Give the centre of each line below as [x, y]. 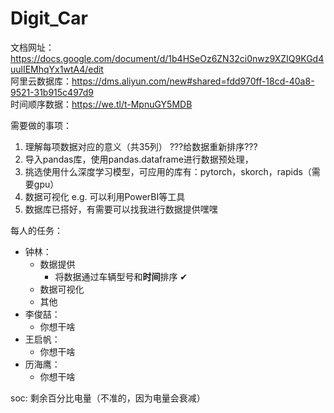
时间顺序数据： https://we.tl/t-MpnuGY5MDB [101, 104]
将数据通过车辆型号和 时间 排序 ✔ [121, 276]
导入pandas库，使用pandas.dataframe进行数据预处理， [139, 159]
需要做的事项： [41, 125]
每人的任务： [36, 230]
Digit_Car [49, 18]
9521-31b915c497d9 [52, 92]
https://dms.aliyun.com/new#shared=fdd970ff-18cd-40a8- [193, 81]
